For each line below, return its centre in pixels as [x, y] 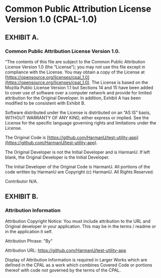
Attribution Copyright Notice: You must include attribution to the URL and [78, 221]
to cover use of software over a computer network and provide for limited [78, 93]
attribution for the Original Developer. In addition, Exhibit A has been [73, 98]
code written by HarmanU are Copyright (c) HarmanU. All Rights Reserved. [80, 172]
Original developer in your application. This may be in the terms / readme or [80, 226]
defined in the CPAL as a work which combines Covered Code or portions [79, 265]
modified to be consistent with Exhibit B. [45, 103]
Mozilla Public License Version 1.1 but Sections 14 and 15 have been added [79, 87]
